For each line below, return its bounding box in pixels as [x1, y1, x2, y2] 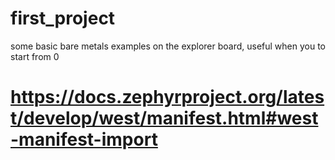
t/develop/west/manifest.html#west [10, 107, 319, 130]
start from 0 [10, 50, 60, 62]
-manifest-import [10, 128, 158, 151]
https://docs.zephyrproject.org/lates [10, 86, 325, 109]
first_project [10, 7, 116, 30]
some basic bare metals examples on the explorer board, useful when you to [10, 40, 326, 52]
